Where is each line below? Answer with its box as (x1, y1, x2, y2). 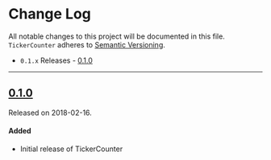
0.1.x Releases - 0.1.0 (19, 55, 93, 65)
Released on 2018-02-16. (8, 108, 93, 117)
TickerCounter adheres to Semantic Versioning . (8, 39, 165, 49)
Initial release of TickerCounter (19, 144, 123, 154)
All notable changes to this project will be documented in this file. (8, 31, 226, 41)
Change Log (8, 5, 91, 23)
